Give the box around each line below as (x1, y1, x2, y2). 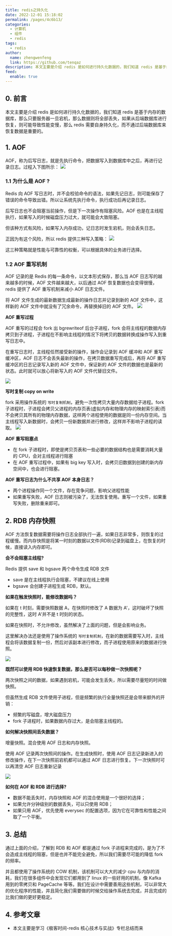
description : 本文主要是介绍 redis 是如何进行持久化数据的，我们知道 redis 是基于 (5, 64, 166, 70)
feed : (5, 70, 17, 75)
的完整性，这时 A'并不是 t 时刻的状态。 (5, 611, 87, 617)
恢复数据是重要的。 (5, 128, 46, 134)
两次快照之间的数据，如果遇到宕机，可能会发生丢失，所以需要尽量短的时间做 (5, 677, 167, 683)
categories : (5, 21, 31, 27)
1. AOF (5, 143, 26, 152)
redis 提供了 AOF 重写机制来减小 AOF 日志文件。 (5, 286, 107, 292)
